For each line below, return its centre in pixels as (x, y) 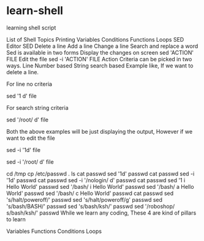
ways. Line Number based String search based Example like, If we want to (100, 66)
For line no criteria (29, 84)
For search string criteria (37, 107)
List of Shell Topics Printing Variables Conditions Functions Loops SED (95, 39)
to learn (16, 219)
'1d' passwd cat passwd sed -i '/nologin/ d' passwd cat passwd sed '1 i (96, 180)
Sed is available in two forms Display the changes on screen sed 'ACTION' (100, 52)
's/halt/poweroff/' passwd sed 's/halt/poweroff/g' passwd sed (85, 199)
